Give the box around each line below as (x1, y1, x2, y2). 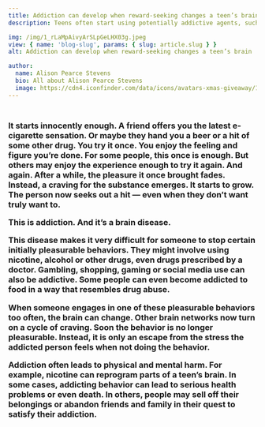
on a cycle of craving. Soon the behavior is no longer (8, 321, 214, 332)
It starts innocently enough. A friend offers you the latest (8, 120, 231, 131)
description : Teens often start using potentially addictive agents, (8, 19, 242, 27)
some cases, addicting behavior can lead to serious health (8, 380, 237, 391)
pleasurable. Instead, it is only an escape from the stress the (8, 331, 244, 343)
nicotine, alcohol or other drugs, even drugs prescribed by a (8, 254, 243, 265)
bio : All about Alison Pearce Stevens (15, 77, 144, 84)
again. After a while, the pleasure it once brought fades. (8, 169, 226, 180)
